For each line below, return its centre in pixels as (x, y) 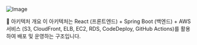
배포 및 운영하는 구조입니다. (49, 36)
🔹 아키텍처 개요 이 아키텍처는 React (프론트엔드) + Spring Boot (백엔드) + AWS (98, 21)
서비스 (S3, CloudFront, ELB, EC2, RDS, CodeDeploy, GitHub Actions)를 (93, 29)
